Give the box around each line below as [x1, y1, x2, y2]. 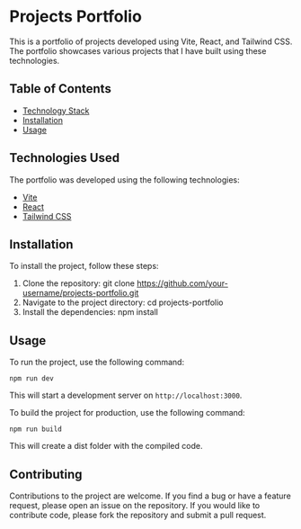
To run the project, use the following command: [9, 357, 185, 368]
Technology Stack [22, 105, 90, 116]
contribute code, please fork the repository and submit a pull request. [9, 510, 267, 520]
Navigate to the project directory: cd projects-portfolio [22, 297, 224, 308]
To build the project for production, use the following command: [9, 408, 245, 418]
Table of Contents [9, 81, 112, 96]
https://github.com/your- [136, 278, 229, 289]
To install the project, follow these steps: [9, 261, 159, 272]
